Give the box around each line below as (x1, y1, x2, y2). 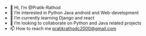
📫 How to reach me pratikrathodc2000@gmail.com (9, 26, 117, 31)
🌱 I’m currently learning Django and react (9, 15, 95, 20)
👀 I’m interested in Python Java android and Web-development (9, 10, 139, 16)
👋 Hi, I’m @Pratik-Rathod (9, 5, 61, 10)
